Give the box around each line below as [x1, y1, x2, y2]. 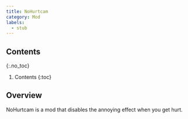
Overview [6, 90, 43, 100]
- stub [11, 25, 27, 31]
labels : [6, 19, 25, 25]
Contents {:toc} [14, 74, 51, 81]
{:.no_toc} [6, 62, 30, 69]
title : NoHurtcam [6, 8, 48, 15]
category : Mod [6, 14, 41, 20]
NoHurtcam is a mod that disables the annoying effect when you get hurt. [6, 106, 183, 113]
